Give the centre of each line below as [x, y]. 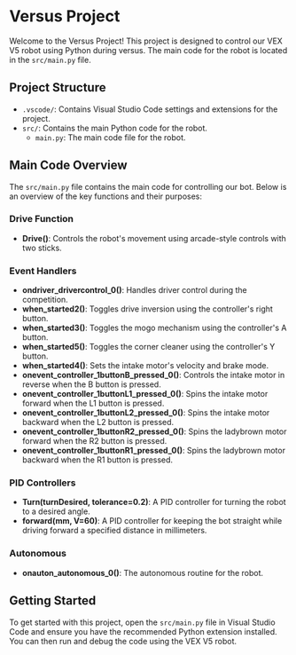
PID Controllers [43, 483]
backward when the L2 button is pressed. [98, 422]
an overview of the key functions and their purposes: [105, 196]
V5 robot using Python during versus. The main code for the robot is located [148, 50]
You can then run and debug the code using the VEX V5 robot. [123, 641]
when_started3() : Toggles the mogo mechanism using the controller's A [154, 328]
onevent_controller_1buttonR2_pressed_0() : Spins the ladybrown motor [154, 431]
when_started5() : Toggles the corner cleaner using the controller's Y [148, 347]
